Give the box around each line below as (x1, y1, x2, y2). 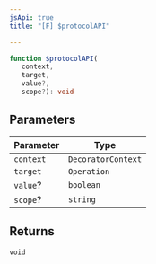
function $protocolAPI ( (9, 54, 99, 63)
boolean (67, 180, 101, 189)
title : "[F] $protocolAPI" (9, 22, 110, 31)
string (67, 194, 97, 205)
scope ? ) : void (21, 87, 74, 96)
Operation (67, 166, 110, 176)
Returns (9, 224, 56, 239)
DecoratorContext (67, 154, 142, 164)
